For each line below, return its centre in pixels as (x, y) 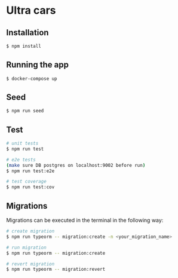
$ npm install (24, 46)
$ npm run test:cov (30, 187)
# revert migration (30, 264)
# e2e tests (21, 160)
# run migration (26, 248)
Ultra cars (31, 10)
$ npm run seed (25, 111)
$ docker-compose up (32, 78)
